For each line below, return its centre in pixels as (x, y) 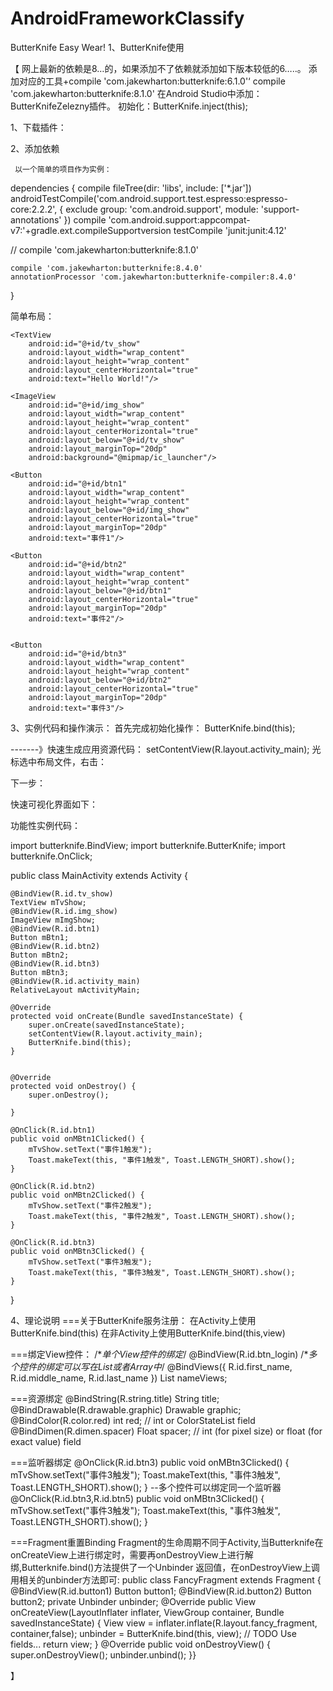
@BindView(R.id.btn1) (55, 928)
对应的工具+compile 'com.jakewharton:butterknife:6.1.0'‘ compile (152, 81)
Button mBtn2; (40, 955)
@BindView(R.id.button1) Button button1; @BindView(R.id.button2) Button (161, 1591)
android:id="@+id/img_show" (86, 405)
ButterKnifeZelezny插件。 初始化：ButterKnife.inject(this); (129, 106)
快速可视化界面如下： (54, 804)
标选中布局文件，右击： (58, 761)
